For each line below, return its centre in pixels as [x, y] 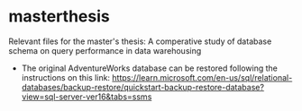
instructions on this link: [65, 77]
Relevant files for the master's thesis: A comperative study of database [140, 41]
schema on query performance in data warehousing [105, 50]
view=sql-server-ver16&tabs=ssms [87, 97]
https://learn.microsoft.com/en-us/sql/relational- [202, 77]
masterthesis [59, 17]
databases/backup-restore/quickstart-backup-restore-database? [143, 87]
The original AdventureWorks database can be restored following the [150, 68]
